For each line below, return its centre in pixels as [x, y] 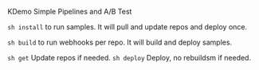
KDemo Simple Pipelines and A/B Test [70, 12]
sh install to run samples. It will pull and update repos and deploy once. [128, 27]
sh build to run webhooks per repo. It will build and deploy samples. [120, 42]
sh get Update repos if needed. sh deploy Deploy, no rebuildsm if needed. [129, 58]
